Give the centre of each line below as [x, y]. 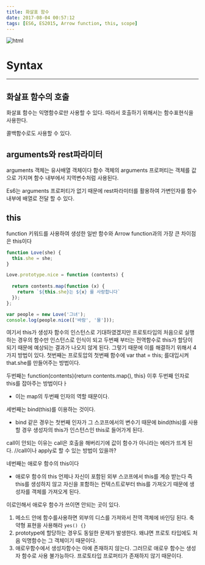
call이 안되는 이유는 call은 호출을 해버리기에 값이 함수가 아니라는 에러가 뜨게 [96, 443]
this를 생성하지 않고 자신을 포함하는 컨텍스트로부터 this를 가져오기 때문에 [102, 484]
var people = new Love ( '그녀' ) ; [46, 314]
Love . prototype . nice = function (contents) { [65, 275]
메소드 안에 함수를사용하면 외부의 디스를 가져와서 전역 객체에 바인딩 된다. [101, 518]
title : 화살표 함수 [28, 12]
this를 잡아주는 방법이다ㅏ [37, 383]
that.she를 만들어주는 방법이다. [43, 363]
